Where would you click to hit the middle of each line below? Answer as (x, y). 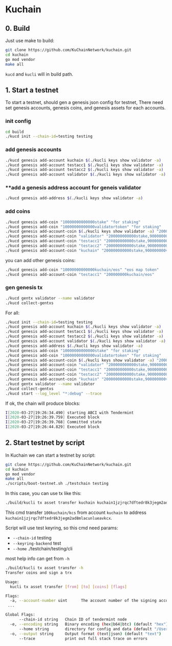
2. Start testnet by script (45, 443)
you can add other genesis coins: (40, 260)
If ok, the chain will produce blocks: (43, 403)
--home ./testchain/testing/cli (42, 549)
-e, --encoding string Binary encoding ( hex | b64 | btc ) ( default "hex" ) (89, 624)
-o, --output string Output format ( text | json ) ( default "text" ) (85, 634)
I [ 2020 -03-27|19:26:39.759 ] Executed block (52, 417)
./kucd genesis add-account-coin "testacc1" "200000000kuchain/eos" (80, 274)
